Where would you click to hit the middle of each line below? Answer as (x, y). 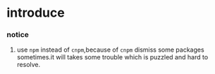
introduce (36, 13)
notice (18, 35)
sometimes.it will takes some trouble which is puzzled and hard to (112, 57)
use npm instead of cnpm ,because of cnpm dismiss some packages (111, 50)
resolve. (29, 65)
